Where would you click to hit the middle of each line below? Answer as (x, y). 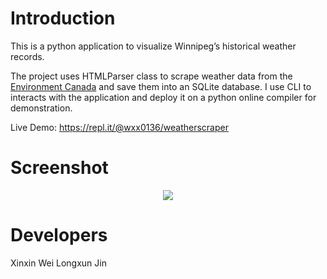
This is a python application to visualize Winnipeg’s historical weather (153, 46)
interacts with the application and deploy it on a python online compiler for (163, 97)
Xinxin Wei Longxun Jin (58, 263)
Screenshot (59, 168)
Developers (59, 235)
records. (27, 56)
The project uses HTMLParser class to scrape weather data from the (151, 76)
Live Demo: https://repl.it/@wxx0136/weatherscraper (119, 127)
